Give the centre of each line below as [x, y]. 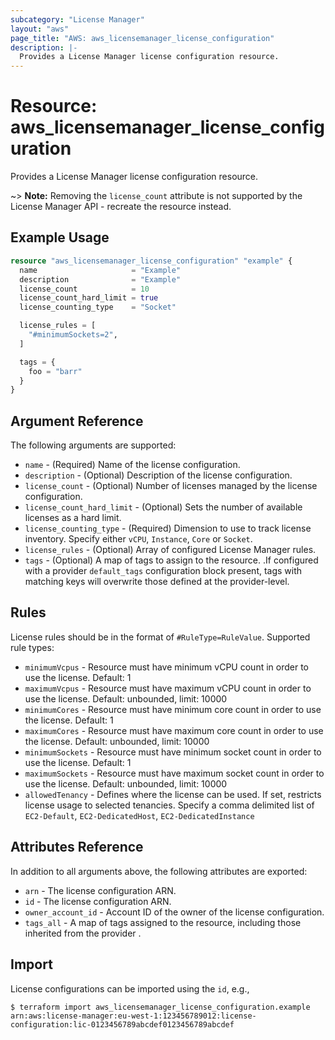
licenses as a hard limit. [73, 518]
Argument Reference [77, 421]
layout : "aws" [40, 29]
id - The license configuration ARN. [98, 901]
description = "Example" [100, 279]
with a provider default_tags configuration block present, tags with [163, 571]
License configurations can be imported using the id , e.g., [130, 988]
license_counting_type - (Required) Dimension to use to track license [168, 528]
